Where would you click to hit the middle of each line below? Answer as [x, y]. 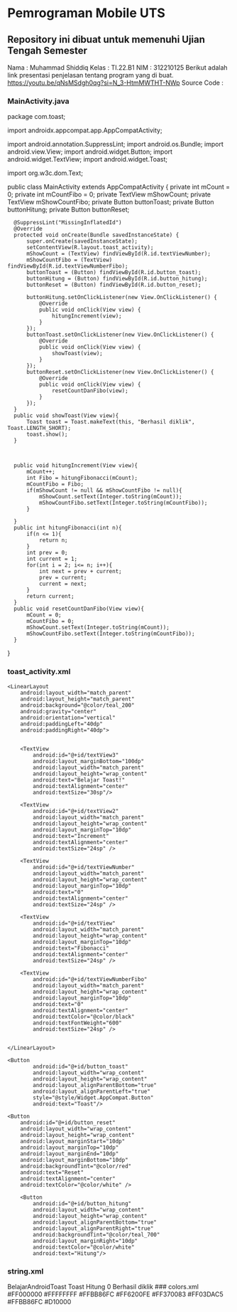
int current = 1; [52, 559]
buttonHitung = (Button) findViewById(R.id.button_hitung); [117, 279]
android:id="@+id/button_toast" [81, 1066]
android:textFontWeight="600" [77, 1023]
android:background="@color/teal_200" [77, 705]
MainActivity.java [38, 101]
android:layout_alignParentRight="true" [93, 1228]
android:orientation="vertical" [68, 718]
